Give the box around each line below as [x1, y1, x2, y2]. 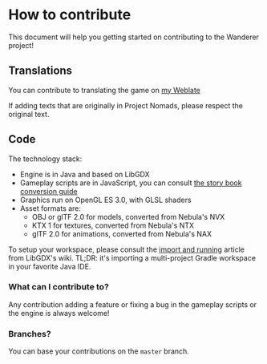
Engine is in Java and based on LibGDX [19, 169, 150, 179]
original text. [8, 109, 50, 119]
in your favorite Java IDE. [8, 261, 91, 271]
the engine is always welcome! [8, 308, 110, 317]
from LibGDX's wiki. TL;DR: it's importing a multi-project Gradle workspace [8, 253, 257, 262]
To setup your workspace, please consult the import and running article [8, 245, 245, 254]
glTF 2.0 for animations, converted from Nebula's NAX [31, 229, 212, 238]
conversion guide [19, 186, 78, 196]
